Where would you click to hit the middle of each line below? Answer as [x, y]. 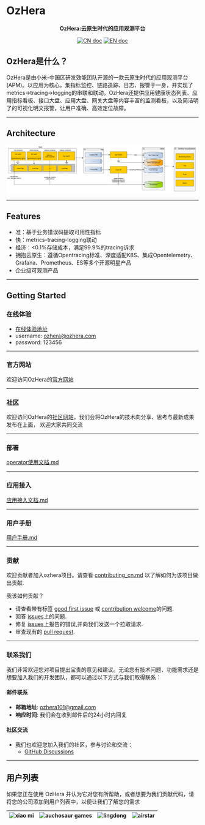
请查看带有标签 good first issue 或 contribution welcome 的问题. [94, 609]
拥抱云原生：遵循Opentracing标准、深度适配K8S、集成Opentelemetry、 [106, 255]
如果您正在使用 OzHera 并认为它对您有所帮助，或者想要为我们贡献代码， [98, 794]
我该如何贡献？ [25, 596]
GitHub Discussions [49, 752]
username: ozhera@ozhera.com [56, 336]
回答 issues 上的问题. [41, 617]
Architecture [31, 133]
